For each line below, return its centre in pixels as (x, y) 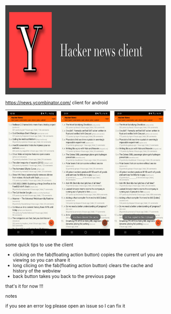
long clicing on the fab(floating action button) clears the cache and (83, 265)
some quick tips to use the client (39, 245)
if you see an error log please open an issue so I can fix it (65, 306)
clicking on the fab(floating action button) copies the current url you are (88, 255)
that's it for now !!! (24, 286)
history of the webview (37, 271)
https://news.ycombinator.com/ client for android (57, 102)
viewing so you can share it (41, 260)
